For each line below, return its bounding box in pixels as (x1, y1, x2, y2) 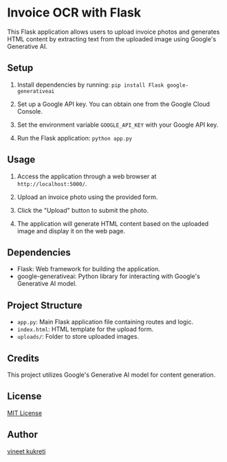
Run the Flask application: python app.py (17, 134, 133, 142)
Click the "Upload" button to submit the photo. (17, 206, 149, 214)
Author (7, 429, 38, 441)
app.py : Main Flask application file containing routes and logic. (17, 318, 194, 326)
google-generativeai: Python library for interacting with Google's (17, 272, 201, 280)
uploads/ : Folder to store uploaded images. (17, 333, 140, 341)
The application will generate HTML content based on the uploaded (17, 219, 209, 228)
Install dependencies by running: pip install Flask (17, 81, 164, 89)
